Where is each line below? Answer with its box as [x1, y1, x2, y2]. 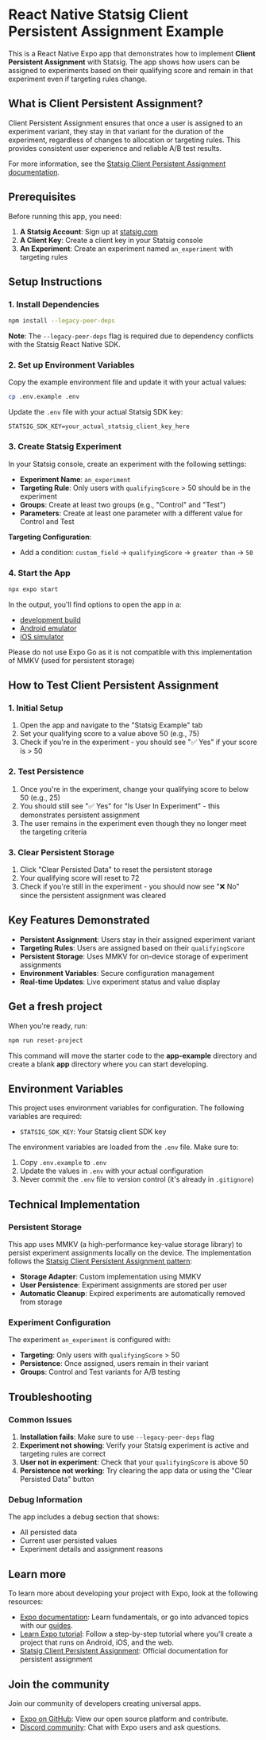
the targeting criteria [19, 827, 87, 836]
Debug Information [8, 1494, 83, 1505]
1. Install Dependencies [8, 299, 100, 310]
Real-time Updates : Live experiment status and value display [19, 977, 221, 986]
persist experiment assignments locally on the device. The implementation [8, 1248, 252, 1258]
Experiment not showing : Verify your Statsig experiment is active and [19, 1441, 249, 1450]
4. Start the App [8, 567, 71, 578]
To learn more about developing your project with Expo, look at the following [8, 1588, 258, 1598]
